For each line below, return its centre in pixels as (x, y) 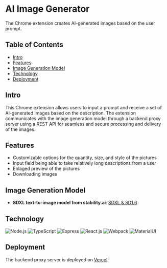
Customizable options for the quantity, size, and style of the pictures (85, 158)
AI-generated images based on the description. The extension (71, 113)
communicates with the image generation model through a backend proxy (83, 118)
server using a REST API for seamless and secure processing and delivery (83, 124)
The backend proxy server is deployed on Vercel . (57, 259)
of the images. (20, 129)
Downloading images (35, 174)
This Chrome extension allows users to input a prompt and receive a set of (83, 107)
